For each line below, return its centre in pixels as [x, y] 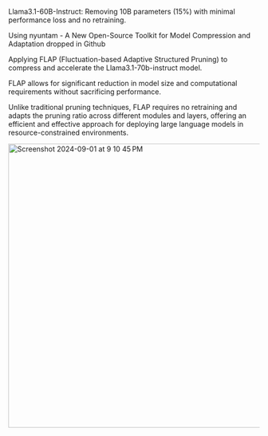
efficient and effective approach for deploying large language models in [126, 124]
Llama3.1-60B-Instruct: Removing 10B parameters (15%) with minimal [122, 12]
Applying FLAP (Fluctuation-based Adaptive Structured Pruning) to [118, 59]
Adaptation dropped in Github [57, 44]
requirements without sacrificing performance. [85, 92]
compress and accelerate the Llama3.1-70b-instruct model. [105, 68]
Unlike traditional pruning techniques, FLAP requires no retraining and [123, 107]
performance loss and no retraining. [67, 20]
